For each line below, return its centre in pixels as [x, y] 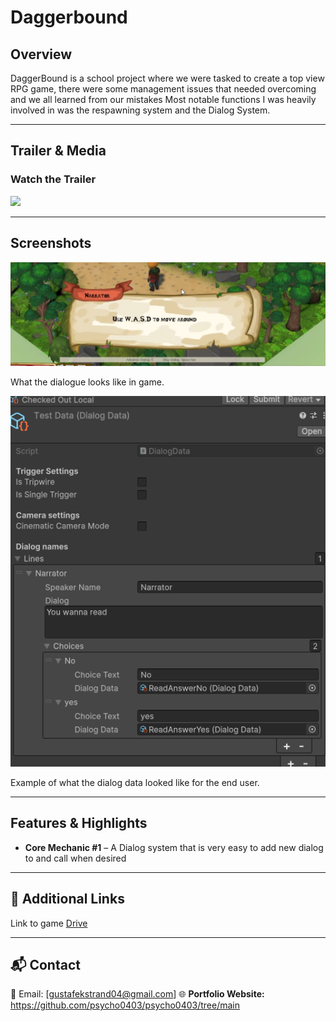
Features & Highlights [79, 823]
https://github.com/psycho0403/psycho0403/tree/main [125, 1005]
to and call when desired [75, 858]
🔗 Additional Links [67, 899]
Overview [41, 54]
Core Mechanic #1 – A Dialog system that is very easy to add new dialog [174, 847]
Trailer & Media [58, 151]
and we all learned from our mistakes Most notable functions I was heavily [163, 99]
